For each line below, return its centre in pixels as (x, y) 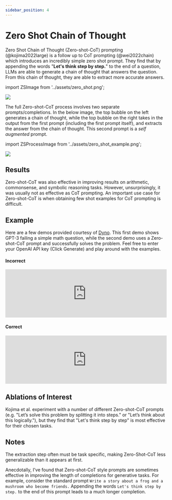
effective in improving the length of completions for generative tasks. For (82, 475)
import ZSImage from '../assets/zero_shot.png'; (55, 87)
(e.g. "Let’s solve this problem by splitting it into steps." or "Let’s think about (85, 415)
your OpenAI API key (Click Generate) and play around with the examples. (83, 249)
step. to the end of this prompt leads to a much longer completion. (76, 492)
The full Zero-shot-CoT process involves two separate (62, 106)
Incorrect (15, 261)
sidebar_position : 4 (27, 10)
